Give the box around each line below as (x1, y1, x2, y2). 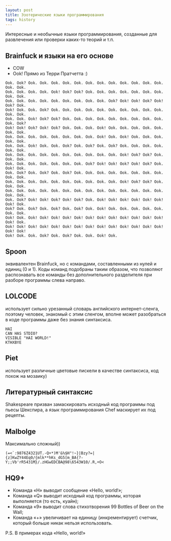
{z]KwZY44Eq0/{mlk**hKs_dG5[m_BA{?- (5, 455, 83, 460)
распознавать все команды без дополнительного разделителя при (5, 272, 152, 278)
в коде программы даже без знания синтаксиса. (5, 316, 112, 322)
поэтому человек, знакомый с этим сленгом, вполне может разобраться (5, 311, 166, 317)
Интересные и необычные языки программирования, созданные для (5, 31, 157, 37)
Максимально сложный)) (5, 441, 60, 447)
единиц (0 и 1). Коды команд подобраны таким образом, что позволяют (5, 266, 163, 272)
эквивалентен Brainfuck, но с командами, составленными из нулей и (5, 261, 157, 267)
